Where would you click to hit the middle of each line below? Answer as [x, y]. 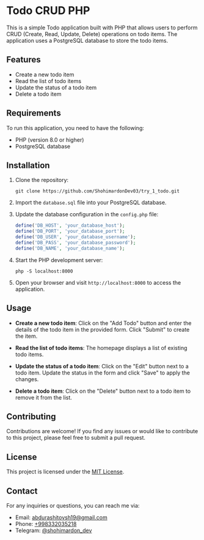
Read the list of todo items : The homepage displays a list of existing [101, 348]
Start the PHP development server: [59, 260]
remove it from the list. [43, 397]
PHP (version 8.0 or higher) [49, 140]
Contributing [31, 416]
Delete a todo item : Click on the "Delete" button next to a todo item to [103, 391]
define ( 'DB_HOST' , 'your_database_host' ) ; [70, 226]
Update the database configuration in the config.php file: [87, 214]
